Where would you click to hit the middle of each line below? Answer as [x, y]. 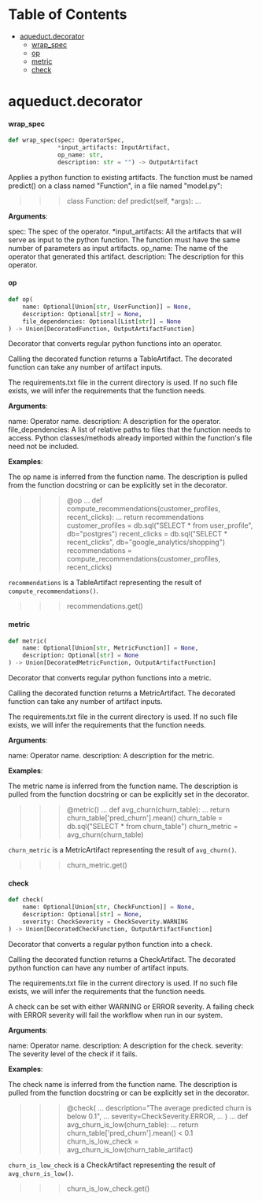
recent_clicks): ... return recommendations [135, 518]
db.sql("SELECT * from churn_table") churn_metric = [152, 827]
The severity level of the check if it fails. [73, 1054]
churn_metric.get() [97, 865]
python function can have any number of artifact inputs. [99, 967]
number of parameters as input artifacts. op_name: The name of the [118, 248]
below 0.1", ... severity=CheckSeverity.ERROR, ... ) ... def [157, 1116]
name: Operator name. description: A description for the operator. [115, 422]
